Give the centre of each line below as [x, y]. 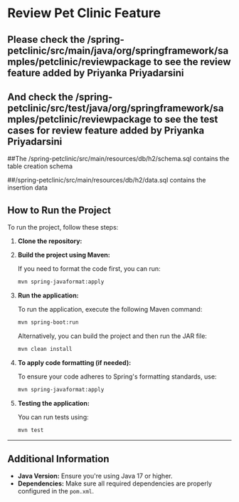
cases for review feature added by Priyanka [106, 130]
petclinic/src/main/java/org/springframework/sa [118, 50]
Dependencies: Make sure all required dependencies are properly [115, 483]
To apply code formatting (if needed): [74, 362]
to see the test [186, 119]
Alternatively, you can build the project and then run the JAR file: [112, 336]
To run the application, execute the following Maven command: [110, 309]
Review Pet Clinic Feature [84, 13]
